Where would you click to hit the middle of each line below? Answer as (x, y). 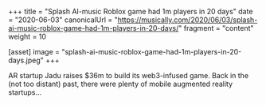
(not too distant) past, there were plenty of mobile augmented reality (121, 84)
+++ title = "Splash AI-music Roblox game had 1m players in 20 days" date (131, 11)
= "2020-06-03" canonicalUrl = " (63, 20)
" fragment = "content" (216, 28)
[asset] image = (34, 52)
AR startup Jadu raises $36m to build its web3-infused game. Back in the (129, 75)
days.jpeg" (26, 60)
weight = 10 (27, 36)
